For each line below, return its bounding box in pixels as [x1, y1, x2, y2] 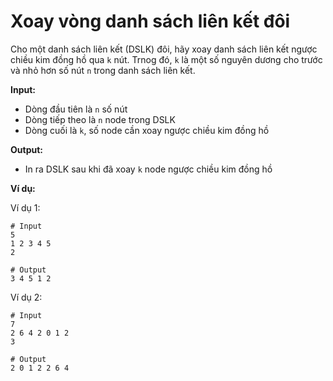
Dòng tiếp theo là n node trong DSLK [24, 113, 176, 125]
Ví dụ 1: [10, 201, 41, 214]
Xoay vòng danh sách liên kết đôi [10, 10, 291, 33]
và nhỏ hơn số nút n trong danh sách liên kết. [10, 64, 196, 76]
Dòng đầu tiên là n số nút [24, 103, 128, 115]
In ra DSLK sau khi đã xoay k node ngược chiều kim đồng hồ [24, 163, 273, 175]
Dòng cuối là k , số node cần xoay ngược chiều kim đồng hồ [24, 124, 270, 136]
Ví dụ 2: [10, 291, 43, 303]
